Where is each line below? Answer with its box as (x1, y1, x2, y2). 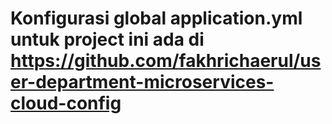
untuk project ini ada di (10, 28, 205, 51)
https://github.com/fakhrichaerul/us (10, 50, 322, 72)
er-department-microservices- (10, 71, 275, 94)
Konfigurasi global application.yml (10, 7, 303, 30)
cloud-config (10, 92, 122, 115)
